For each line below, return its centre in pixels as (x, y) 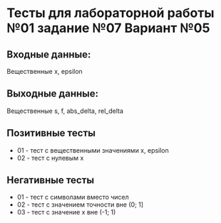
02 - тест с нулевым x (50, 158)
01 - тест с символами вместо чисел (73, 197)
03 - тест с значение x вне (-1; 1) (66, 212)
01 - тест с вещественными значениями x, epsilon (93, 150)
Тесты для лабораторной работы (110, 13)
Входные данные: (49, 54)
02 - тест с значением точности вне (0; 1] (80, 205)
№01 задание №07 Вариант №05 (108, 28)
